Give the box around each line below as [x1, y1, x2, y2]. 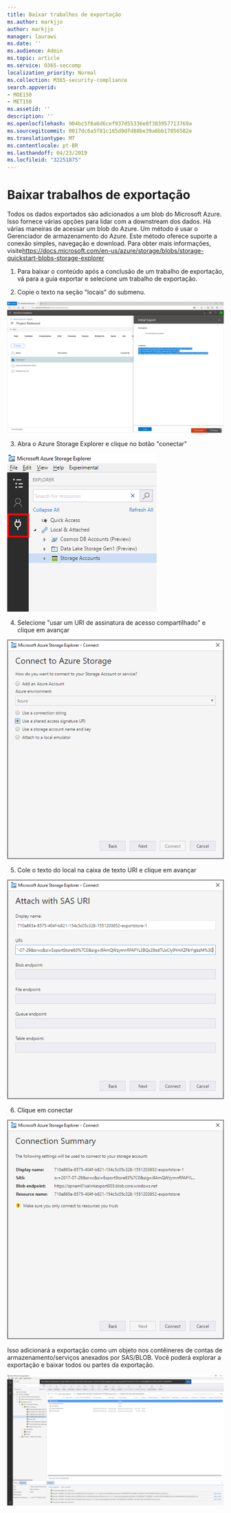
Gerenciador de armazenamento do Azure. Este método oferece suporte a [7, 232, 218, 241]
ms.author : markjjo [7, 18, 63, 26]
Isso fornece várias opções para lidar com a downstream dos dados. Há [7, 217, 212, 226]
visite [7, 247, 23, 255]
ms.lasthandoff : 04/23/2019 [7, 149, 88, 157]
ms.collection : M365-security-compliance [7, 77, 128, 83]
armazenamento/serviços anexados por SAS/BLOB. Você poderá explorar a [7, 1354, 221, 1361]
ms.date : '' [7, 40, 41, 48]
